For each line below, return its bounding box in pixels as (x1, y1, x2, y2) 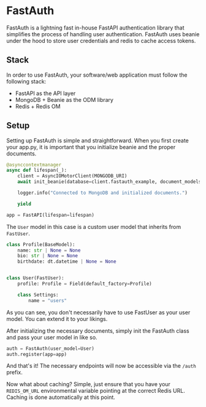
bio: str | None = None (17, 253, 78, 259)
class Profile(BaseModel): (6, 241, 75, 247)
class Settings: (17, 292, 59, 298)
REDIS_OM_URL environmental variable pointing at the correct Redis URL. (6, 387, 185, 395)
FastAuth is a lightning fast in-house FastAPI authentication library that (6, 24, 185, 31)
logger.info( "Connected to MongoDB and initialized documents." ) (17, 190, 188, 196)
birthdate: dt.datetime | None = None (17, 258, 116, 265)
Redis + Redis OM (15, 103, 61, 110)
